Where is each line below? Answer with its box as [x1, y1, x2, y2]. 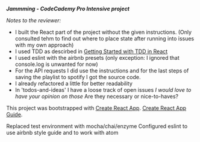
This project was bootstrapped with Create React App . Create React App [6, 105, 187, 111]
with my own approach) [14, 42, 74, 48]
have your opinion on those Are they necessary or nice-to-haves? [14, 93, 179, 100]
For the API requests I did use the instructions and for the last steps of [14, 67, 189, 74]
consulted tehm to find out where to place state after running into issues [14, 35, 195, 42]
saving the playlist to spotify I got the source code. [14, 74, 141, 80]
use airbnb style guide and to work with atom [6, 129, 119, 136]
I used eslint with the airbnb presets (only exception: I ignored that [14, 54, 180, 61]
